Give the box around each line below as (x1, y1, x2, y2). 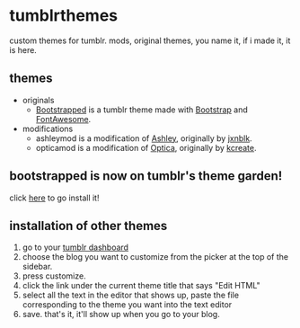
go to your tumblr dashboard (22, 242, 128, 253)
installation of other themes (9, 217, 168, 234)
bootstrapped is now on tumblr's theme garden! (9, 168, 283, 184)
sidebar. (22, 262, 53, 272)
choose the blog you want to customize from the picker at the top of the (22, 252, 289, 262)
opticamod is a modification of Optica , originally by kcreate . (35, 142, 258, 153)
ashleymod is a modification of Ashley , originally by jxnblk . (35, 132, 253, 144)
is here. (9, 44, 38, 55)
